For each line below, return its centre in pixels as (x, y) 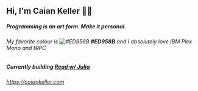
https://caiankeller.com (35, 82)
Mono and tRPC (26, 48)
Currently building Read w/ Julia (48, 66)
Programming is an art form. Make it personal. (66, 26)
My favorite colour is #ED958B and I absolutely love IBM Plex (99, 42)
